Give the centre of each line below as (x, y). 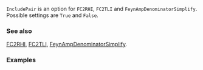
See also (19, 31)
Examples (21, 60)
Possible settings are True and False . (52, 15)
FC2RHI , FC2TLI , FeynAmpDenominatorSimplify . (67, 44)
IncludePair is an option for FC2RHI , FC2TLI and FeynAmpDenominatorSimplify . (102, 9)
